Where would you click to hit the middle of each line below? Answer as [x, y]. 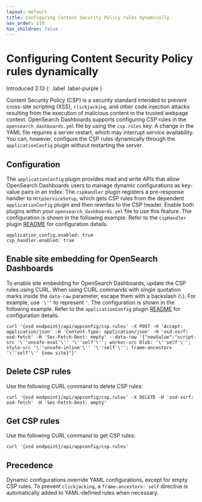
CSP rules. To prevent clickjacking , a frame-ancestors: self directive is [97, 486]
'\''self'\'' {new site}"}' [42, 353]
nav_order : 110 [25, 23]
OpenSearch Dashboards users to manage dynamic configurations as [93, 185]
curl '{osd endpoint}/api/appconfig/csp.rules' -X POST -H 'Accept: [95, 326]
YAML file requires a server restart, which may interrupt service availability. [100, 132]
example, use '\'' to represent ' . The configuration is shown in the [90, 302]
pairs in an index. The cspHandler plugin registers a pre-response [102, 192]
